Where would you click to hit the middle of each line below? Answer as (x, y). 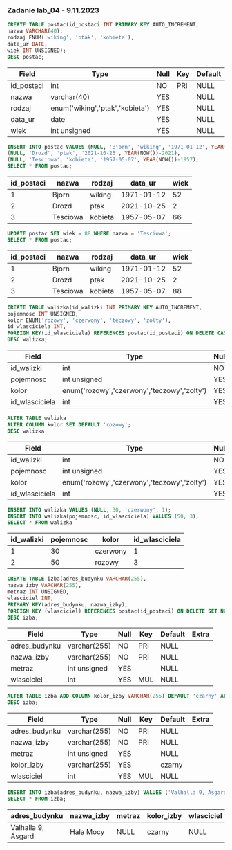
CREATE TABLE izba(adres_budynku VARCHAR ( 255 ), (77, 579)
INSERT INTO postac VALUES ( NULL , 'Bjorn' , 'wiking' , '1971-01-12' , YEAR (116, 147)
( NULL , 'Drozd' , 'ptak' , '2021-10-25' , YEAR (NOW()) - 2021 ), (94, 153)
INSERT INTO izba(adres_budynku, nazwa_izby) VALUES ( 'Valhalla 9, (106, 793)
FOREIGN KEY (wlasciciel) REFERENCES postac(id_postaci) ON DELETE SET (112, 611)
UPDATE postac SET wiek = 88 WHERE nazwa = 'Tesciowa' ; (89, 234)
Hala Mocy (87, 831)
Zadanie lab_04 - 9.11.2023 (54, 10)
